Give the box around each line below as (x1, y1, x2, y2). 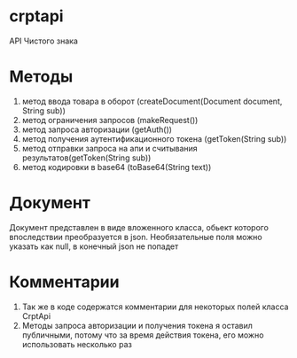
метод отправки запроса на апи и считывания (21, 143, 198, 153)
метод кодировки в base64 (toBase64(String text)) (21, 161, 212, 172)
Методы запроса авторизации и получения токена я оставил (21, 320, 253, 331)
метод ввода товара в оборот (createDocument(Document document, (21, 96, 283, 106)
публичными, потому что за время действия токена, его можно (21, 330, 264, 340)
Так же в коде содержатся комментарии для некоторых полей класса (21, 301, 289, 312)
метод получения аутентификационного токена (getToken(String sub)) (21, 133, 287, 144)
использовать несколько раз (21, 339, 133, 349)
